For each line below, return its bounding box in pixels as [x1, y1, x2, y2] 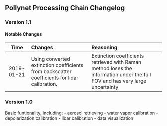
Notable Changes [5, 31, 42, 37]
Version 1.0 [5, 98, 33, 105]
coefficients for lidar [31, 74, 79, 81]
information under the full [91, 71, 151, 78]
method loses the [91, 65, 133, 72]
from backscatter [31, 68, 72, 75]
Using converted [31, 55, 71, 62]
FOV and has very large [91, 77, 147, 84]
